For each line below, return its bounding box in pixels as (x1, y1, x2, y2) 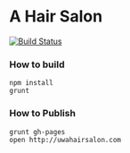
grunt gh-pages (9, 127, 66, 136)
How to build (9, 58, 65, 71)
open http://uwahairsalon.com (9, 135, 122, 144)
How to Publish (9, 107, 76, 120)
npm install (9, 79, 53, 88)
